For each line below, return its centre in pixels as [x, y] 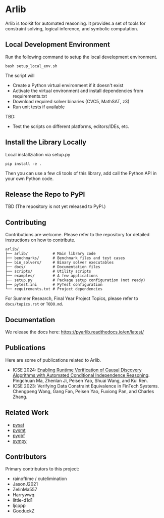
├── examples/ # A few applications [52, 276]
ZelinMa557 [25, 490]
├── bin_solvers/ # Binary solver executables [60, 263]
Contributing [26, 222]
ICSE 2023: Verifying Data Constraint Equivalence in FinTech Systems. [86, 386]
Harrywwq [23, 495]
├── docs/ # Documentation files [53, 267]
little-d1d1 [22, 500]
